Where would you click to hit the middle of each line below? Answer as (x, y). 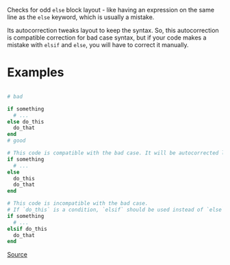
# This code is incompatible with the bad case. (78, 204)
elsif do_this (27, 229)
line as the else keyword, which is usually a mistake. (81, 17)
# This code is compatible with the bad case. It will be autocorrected (113, 153)
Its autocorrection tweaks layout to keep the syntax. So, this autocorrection (113, 30)
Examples (36, 73)
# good (16, 141)
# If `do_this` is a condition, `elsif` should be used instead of (105, 210)
